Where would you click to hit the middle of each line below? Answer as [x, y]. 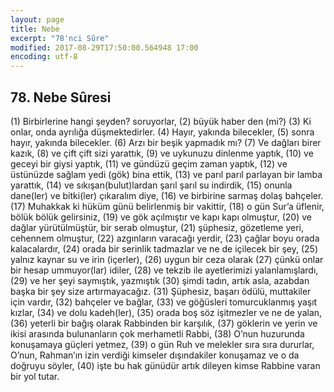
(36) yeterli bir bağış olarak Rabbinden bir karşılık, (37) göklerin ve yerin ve [164, 323]
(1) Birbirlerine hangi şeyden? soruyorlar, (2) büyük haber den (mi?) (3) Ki [161, 121]
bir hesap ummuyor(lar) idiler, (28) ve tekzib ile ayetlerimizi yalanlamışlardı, [164, 270]
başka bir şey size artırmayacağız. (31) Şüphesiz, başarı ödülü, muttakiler [161, 291]
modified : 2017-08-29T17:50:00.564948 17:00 [104, 47]
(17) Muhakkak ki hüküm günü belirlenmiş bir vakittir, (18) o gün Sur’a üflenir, [167, 206]
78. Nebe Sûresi [61, 97]
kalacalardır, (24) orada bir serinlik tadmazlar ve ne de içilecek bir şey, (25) [164, 248]
